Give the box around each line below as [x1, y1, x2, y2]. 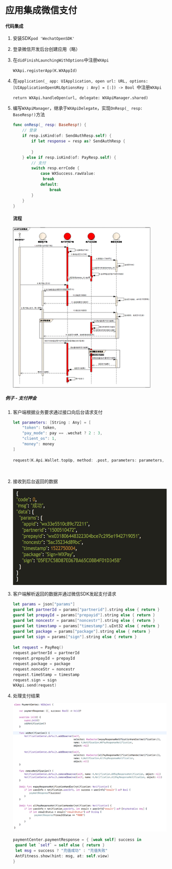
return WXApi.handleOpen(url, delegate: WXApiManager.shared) [12, 95, 148, 100]
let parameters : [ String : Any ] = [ [12, 420, 91, 425]
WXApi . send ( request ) [12, 683, 57, 688]
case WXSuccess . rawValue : [40, 171, 96, 176]
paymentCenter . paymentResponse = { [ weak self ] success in [12, 837, 142, 842]
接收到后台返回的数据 [12, 478, 58, 484]
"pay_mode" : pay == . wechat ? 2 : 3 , [22, 431, 103, 436]
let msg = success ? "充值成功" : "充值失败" [15, 848, 108, 854]
